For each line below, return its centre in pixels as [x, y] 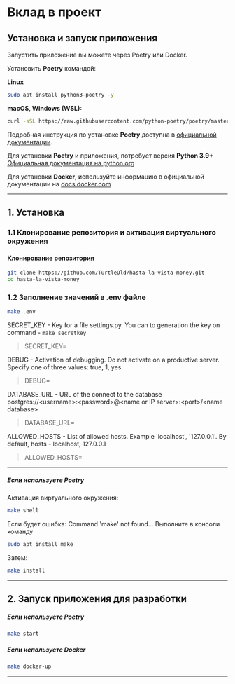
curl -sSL [22, 121]
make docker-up [29, 666]
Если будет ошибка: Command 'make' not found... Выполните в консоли [114, 524]
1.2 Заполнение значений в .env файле [77, 297]
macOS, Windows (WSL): [45, 108]
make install [26, 570]
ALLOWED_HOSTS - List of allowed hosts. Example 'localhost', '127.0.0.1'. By [117, 437]
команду [20, 532]
